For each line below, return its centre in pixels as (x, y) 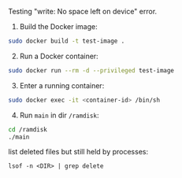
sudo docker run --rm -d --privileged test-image (91, 70)
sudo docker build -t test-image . (67, 41)
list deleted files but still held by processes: (78, 152)
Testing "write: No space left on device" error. (83, 11)
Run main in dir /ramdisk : (59, 115)
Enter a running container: (62, 85)
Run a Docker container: (59, 56)
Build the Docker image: (59, 26)
